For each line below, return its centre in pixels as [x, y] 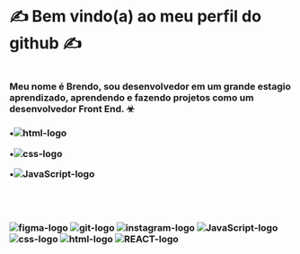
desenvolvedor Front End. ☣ [72, 109]
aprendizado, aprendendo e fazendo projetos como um [132, 98]
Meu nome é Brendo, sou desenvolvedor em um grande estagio [150, 87]
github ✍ [46, 44]
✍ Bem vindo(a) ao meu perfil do [136, 17]
